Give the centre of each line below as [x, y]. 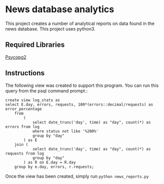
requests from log [25, 154]
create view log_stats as [32, 100]
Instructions [25, 73]
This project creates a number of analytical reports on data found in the [80, 23]
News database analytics [60, 9]
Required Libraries [35, 45]
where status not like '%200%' [65, 131]
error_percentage [24, 109]
